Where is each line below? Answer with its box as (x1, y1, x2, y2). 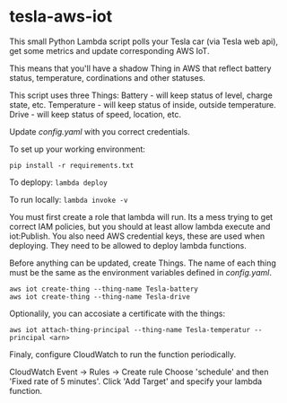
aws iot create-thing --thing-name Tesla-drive (9, 292, 191, 302)
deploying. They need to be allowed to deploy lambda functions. (9, 240, 247, 250)
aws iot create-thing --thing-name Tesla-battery (9, 285, 199, 293)
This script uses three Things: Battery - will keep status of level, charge (9, 90, 274, 101)
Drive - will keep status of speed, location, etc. (9, 109, 182, 119)
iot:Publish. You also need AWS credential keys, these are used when (9, 231, 265, 241)
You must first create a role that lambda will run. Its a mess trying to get (9, 211, 274, 222)
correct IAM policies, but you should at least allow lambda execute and (9, 221, 271, 232)
